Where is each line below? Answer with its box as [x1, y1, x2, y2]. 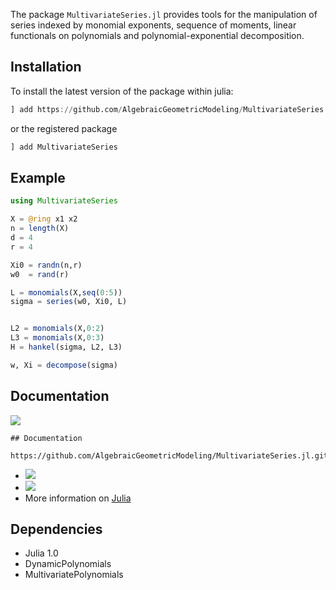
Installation [10, 59, 82, 76]
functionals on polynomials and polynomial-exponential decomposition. [10, 30, 305, 41]
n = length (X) [10, 224, 70, 234]
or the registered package [10, 122, 118, 134]
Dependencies [10, 520, 103, 538]
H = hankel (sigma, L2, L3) [10, 342, 123, 352]
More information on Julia [24, 492, 132, 504]
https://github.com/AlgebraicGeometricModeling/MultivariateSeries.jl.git [10, 450, 329, 461]
